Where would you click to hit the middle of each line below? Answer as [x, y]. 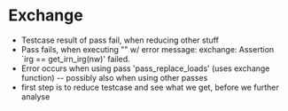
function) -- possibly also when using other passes [114, 77]
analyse [35, 96]
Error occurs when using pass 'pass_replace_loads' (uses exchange [145, 68]
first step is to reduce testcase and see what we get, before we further [150, 87]
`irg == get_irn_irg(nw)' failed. [75, 59]
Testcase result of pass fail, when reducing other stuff [120, 40]
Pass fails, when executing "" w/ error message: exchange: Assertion [148, 49]
